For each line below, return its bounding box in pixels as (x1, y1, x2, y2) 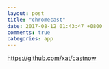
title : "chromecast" (7, 16, 66, 23)
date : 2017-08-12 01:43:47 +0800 (7, 23, 103, 29)
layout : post (7, 10, 45, 17)
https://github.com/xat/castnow (7, 54, 97, 62)
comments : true (7, 29, 51, 36)
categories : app (7, 36, 53, 42)
